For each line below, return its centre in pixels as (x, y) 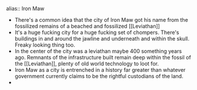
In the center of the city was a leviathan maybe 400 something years (98, 51)
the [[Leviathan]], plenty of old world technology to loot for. (87, 64)
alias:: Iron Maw (25, 9)
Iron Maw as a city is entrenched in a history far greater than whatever (100, 70)
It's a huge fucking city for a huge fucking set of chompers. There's (97, 32)
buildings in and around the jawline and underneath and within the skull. (102, 39)
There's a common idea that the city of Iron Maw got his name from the (101, 20)
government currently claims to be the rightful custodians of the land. (99, 76)
